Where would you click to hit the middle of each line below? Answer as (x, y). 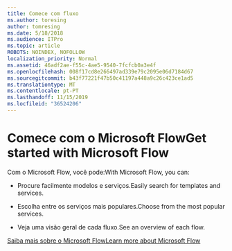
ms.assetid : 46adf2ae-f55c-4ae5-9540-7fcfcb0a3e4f (82, 65)
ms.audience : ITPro (35, 40)
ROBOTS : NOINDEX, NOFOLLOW (46, 53)
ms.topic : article (34, 46)
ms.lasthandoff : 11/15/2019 (48, 98)
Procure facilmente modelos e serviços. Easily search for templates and (118, 185)
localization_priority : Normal (52, 59)
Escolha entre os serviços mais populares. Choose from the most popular (121, 206)
